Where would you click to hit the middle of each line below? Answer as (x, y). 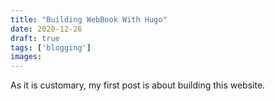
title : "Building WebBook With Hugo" (89, 19)
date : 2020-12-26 (46, 29)
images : (26, 57)
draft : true (35, 38)
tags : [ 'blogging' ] (51, 47)
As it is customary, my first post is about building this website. (138, 85)
